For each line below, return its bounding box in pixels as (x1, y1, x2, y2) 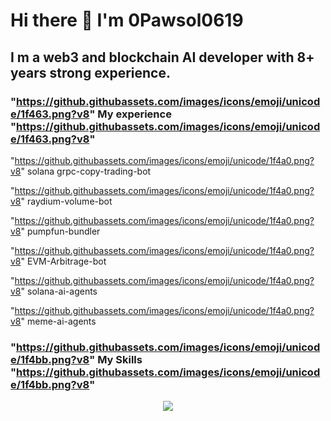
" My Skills (89, 352, 143, 366)
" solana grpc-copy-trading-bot (20, 165, 152, 177)
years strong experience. (10, 64, 171, 81)
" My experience (89, 107, 172, 121)
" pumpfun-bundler (20, 225, 101, 237)
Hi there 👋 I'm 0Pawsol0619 (10, 9, 244, 32)
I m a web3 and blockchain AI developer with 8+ (10, 49, 315, 66)
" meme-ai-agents (20, 315, 97, 327)
